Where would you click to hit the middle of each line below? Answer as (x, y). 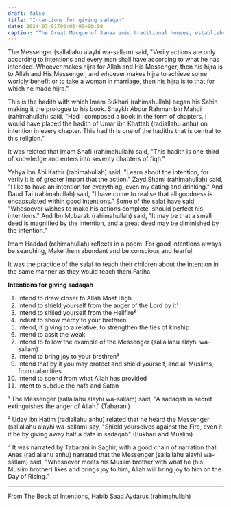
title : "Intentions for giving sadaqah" (66, 20)
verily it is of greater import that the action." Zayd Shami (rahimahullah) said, (115, 180)
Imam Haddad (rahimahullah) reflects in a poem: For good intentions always (115, 244)
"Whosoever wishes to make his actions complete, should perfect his (106, 209)
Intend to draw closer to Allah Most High (75, 298)
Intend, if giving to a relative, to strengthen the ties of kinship (104, 327)
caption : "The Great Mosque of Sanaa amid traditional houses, (100, 33)
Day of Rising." (29, 477)
